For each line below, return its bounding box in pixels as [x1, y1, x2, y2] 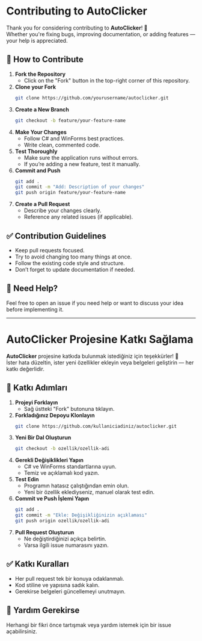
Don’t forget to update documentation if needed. [14, 266, 135, 273]
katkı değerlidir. [6, 365, 45, 372]
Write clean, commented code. [23, 141, 100, 148]
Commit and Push [14, 167, 61, 174]
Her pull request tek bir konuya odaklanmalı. [14, 575, 124, 582]
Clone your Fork [14, 83, 56, 90]
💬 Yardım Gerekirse [6, 605, 80, 616]
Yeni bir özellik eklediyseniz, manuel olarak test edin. [23, 489, 155, 496]
